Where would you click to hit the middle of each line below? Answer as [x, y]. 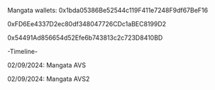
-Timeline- [22, 51]
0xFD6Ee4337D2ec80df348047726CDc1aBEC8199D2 [87, 24]
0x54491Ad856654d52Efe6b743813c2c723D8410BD [85, 38]
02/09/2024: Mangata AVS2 [49, 79]
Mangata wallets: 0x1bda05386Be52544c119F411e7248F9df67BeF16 [107, 10]
